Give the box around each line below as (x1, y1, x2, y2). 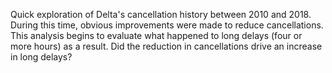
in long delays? (10, 51, 73, 63)
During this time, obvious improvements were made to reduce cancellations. (10, 19, 324, 31)
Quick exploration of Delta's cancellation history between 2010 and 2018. (10, 9, 312, 20)
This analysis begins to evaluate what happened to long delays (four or (10, 30, 303, 41)
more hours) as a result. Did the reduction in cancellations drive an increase (10, 40, 323, 52)
